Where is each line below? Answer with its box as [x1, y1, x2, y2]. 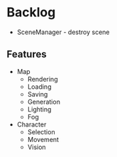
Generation [27, 97, 61, 106]
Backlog [6, 4, 56, 21]
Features [6, 48, 47, 60]
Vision [27, 143, 47, 151]
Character [16, 120, 47, 129]
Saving [27, 90, 48, 98]
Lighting [27, 104, 52, 114]
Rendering [27, 75, 58, 83]
